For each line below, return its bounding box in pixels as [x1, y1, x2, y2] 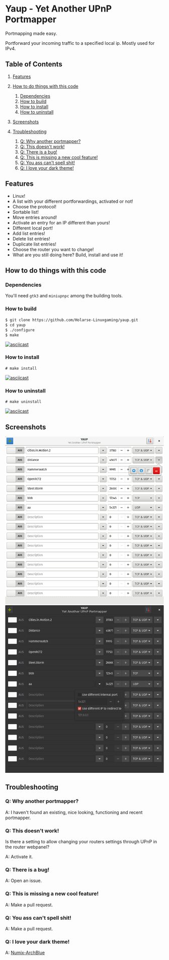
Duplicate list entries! [12, 241, 57, 247]
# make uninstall [5, 399, 42, 405]
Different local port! [12, 225, 53, 231]
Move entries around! [12, 214, 57, 220]
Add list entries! [12, 230, 45, 236]
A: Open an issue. [5, 877, 42, 884]
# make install [5, 366, 37, 371]
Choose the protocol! [12, 203, 57, 209]
